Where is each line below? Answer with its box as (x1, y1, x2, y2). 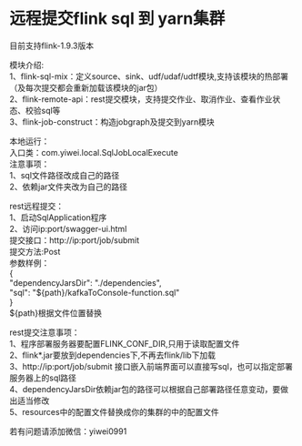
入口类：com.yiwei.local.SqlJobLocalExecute (9, 147, 179, 157)
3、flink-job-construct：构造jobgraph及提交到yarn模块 (9, 116, 216, 127)
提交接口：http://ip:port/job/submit (9, 234, 140, 246)
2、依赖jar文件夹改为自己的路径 (9, 181, 128, 192)
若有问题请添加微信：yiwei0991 (9, 425, 127, 437)
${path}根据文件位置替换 (9, 307, 103, 319)
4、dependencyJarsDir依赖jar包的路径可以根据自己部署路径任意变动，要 (9, 383, 281, 394)
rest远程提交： (9, 200, 65, 211)
